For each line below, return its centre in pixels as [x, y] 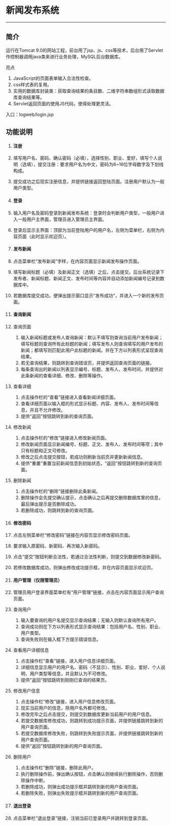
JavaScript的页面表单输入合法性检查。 [53, 78]
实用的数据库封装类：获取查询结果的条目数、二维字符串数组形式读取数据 [89, 91]
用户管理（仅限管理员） [38, 580]
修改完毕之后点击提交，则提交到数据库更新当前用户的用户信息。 [87, 714]
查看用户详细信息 [31, 650]
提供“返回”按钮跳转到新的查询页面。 [58, 416]
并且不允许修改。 [47, 410]
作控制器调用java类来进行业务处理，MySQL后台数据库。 [64, 56]
